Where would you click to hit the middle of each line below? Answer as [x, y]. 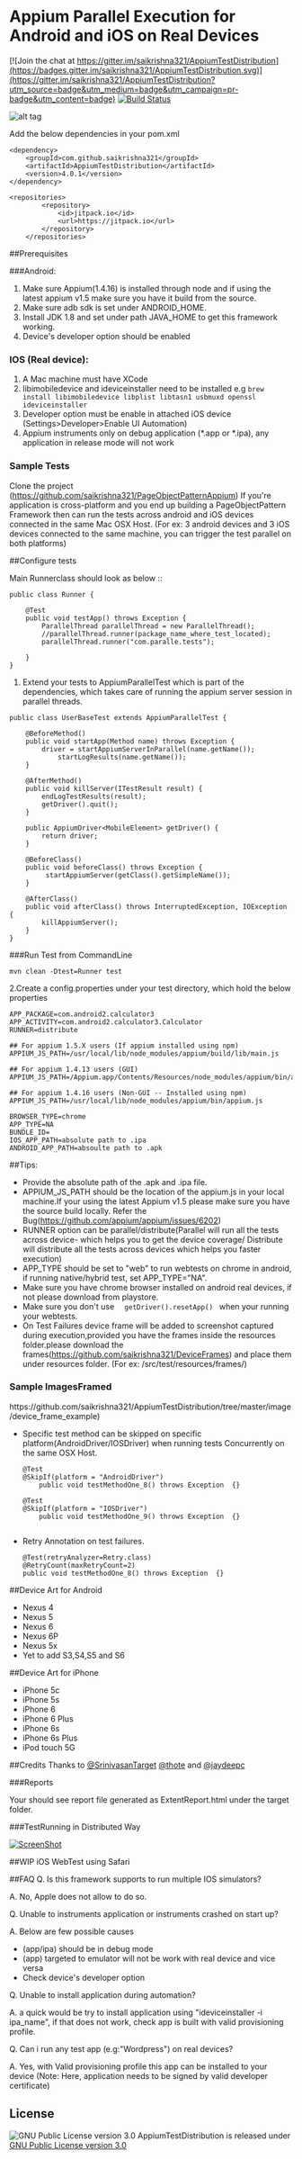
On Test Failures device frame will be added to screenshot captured [148, 1326]
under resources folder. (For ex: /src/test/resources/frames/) [134, 1363]
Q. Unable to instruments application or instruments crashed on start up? [144, 1913]
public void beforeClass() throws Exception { [114, 867]
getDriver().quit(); [80, 804]
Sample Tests [40, 466]
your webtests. [50, 1316]
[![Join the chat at [42, 60]
